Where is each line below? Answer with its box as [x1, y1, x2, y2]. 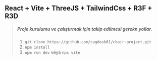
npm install [24, 45, 50, 50]
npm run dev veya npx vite [24, 49, 80, 55]
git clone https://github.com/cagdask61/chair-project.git [24, 40, 152, 45]
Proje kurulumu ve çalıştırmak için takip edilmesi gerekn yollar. [17, 26, 152, 32]
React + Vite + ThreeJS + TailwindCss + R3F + [5, 4, 152, 13]
